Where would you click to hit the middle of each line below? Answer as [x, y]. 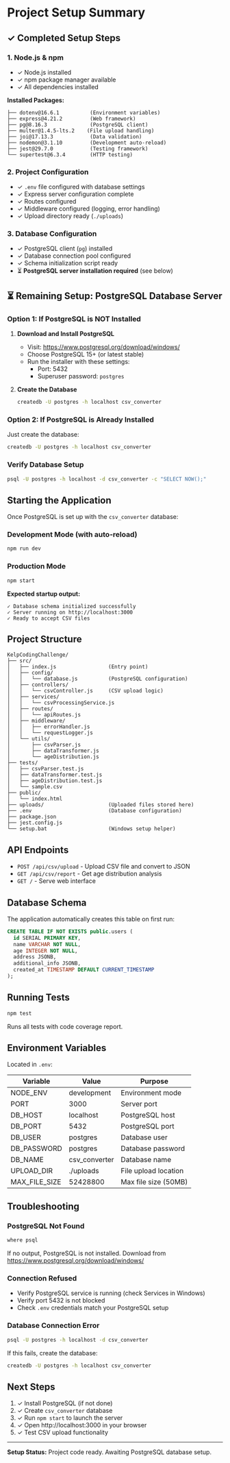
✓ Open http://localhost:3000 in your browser [82, 1425]
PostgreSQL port [148, 1126]
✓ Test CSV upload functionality [62, 1432]
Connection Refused [42, 1278]
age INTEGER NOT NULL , [46, 951]
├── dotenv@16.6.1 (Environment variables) [84, 112]
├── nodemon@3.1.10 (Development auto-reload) [87, 143]
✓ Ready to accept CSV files [49, 618]
